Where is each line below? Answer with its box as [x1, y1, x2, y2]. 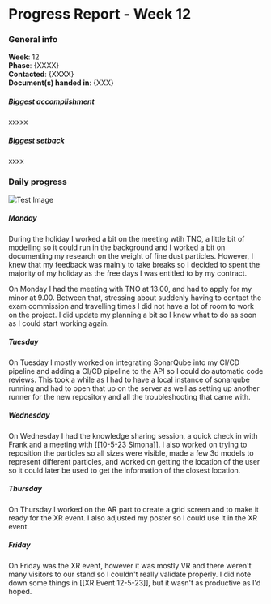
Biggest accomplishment [8, 96, 95, 106]
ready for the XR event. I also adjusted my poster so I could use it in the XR [8, 512, 258, 523]
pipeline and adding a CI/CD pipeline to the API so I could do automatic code [8, 366, 264, 375]
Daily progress [8, 176, 67, 187]
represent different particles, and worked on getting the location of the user [8, 456, 260, 466]
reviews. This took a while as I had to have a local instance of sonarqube [8, 375, 251, 384]
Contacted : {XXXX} [8, 70, 74, 79]
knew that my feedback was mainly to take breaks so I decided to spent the [8, 259, 260, 269]
